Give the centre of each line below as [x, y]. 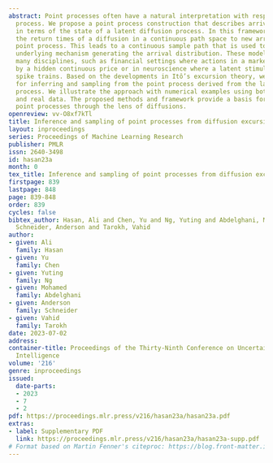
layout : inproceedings [47, 129]
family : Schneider [47, 310]
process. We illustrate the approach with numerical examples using [134, 91]
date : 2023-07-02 [38, 333]
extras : [22, 424]
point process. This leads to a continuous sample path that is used [136, 46]
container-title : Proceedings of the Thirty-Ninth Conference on [121, 348]
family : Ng [34, 280]
